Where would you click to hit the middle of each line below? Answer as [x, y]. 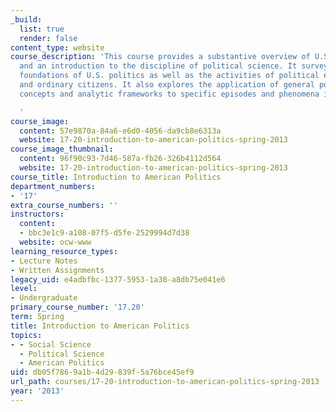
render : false [48, 38]
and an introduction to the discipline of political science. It [158, 66]
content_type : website [57, 47]
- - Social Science [51, 344]
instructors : [37, 214]
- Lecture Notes [44, 261]
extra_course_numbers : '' [64, 205]
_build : [26, 19]
